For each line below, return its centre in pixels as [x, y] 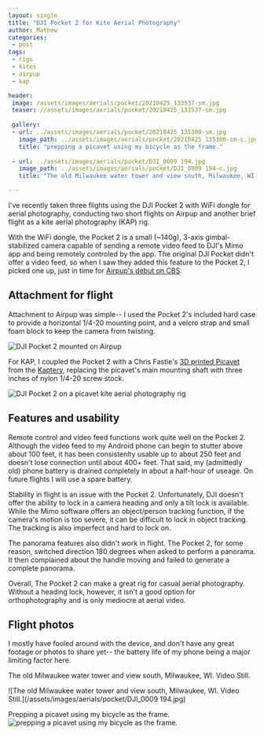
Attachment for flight [61, 295]
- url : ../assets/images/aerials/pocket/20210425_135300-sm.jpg [119, 132]
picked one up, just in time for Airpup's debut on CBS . [95, 271]
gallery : [26, 125]
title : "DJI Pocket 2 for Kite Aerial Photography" [94, 23]
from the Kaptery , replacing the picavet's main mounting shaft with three [126, 370]
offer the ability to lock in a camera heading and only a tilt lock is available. [129, 502]
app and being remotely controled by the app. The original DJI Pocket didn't [131, 254]
